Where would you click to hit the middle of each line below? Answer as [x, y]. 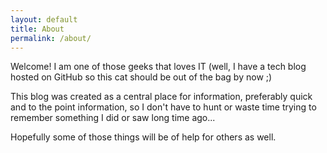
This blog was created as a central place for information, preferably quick [161, 97]
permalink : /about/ [51, 38]
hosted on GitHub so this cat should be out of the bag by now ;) [141, 77]
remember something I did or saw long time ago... [113, 118]
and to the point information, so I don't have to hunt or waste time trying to [163, 107]
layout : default [44, 19]
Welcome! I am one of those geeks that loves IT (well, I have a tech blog [158, 67]
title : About [37, 29]
